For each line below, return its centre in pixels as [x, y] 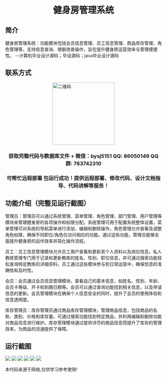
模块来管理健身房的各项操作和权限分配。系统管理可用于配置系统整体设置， [81, 222]
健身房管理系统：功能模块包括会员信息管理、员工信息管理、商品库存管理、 [81, 43]
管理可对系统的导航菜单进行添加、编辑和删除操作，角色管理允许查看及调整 [85, 229]
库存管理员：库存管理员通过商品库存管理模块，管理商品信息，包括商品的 [79, 310]
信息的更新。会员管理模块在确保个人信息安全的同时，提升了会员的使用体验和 [83, 293]
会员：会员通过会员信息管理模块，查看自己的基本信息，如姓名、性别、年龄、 [83, 281]
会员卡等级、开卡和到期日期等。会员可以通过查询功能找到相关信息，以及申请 [83, 287]
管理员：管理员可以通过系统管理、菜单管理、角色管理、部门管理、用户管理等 [83, 216]
